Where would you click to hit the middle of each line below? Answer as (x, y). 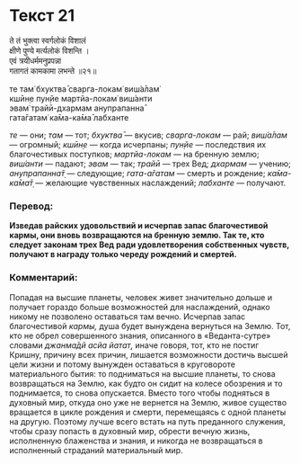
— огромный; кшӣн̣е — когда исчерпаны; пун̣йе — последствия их (138, 144)
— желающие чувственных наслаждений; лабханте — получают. (161, 183)
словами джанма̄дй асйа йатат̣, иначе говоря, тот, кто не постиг (134, 345)
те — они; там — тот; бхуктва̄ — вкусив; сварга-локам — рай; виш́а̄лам (148, 135)
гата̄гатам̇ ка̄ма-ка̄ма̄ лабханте (69, 117)
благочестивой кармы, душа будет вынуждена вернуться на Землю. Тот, (150, 326)
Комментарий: (44, 278)
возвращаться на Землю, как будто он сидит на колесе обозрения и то (146, 383)
